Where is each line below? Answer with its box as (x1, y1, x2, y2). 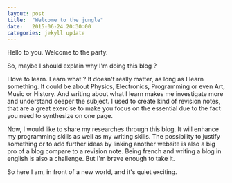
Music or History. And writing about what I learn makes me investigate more (7, 90, 224, 98)
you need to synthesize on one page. (7, 112, 113, 120)
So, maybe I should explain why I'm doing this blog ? (7, 61, 157, 70)
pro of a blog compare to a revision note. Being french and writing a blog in (7, 147, 222, 155)
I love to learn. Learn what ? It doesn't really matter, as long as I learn (7, 75, 204, 84)
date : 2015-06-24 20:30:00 (7, 23, 91, 30)
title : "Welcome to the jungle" (7, 17, 104, 23)
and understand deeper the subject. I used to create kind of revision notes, (7, 97, 221, 106)
